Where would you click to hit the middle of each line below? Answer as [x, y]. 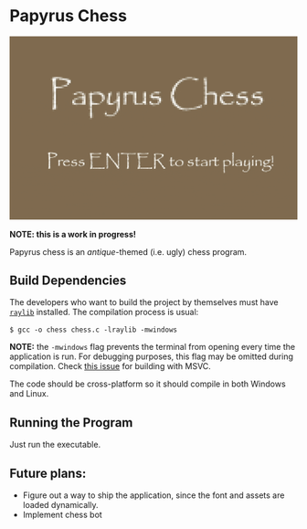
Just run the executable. [55, 445]
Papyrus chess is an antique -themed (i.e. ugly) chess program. [128, 251]
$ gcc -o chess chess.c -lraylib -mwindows [94, 330]
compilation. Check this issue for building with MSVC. [111, 366]
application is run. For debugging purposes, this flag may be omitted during [152, 356]
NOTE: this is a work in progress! [73, 234]
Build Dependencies [68, 280]
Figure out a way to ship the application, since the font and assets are [153, 495]
